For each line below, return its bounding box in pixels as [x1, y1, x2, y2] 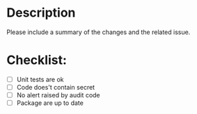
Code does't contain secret [16, 83, 95, 91]
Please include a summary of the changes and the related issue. [6, 28, 191, 36]
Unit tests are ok [16, 75, 64, 83]
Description [6, 5, 76, 21]
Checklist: [6, 52, 68, 68]
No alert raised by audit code [16, 91, 100, 99]
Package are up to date [16, 99, 84, 107]
